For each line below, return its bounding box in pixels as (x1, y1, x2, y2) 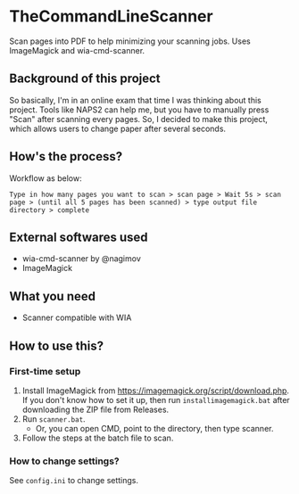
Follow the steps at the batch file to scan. (21, 432, 174, 443)
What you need (9, 288, 96, 304)
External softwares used (9, 229, 149, 244)
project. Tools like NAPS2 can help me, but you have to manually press (9, 104, 270, 115)
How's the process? (9, 149, 123, 164)
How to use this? (9, 338, 104, 353)
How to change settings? (9, 455, 120, 467)
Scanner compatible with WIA (21, 312, 132, 323)
